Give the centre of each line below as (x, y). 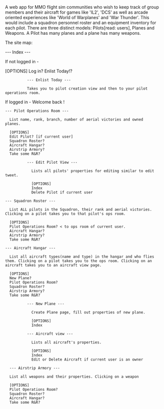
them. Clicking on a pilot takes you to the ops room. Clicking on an (79, 261)
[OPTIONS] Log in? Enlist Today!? (39, 71)
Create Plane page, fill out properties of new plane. (88, 313)
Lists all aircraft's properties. (66, 342)
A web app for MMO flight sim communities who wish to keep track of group (82, 7)
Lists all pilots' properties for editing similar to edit (93, 171)
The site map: (19, 43)
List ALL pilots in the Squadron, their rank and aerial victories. (81, 210)
